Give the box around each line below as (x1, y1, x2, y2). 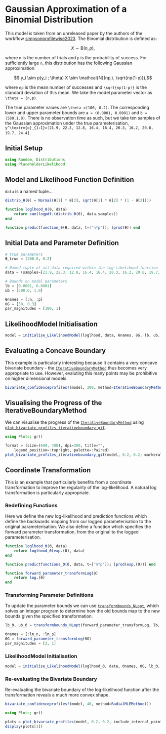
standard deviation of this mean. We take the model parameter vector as (5, 89, 152, 95)
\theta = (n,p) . (5, 95, 38, 101)
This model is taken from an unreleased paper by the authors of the (5, 30, 143, 36)
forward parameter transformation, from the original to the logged (5, 529, 139, 535)
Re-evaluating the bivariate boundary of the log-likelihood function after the (5, 687, 159, 693)
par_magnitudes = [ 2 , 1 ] (5, 641, 56, 646)
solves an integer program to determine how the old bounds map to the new (5, 608, 160, 614)
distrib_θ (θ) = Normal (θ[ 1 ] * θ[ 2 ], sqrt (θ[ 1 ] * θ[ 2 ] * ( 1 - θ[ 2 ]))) (5, 198, 152, 203)
